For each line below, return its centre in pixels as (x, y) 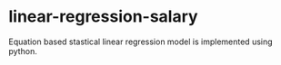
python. (23, 51)
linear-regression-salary (103, 17)
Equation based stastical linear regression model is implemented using (141, 42)
